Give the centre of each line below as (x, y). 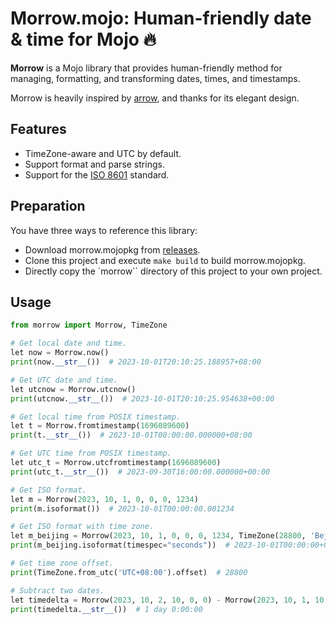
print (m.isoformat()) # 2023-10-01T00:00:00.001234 (122, 508)
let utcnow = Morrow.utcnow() (73, 389)
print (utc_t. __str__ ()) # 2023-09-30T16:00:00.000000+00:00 (140, 472)
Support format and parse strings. (94, 164)
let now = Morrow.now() (60, 353)
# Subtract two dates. (57, 590)
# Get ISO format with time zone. (82, 527)
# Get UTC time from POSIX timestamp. (91, 453)
